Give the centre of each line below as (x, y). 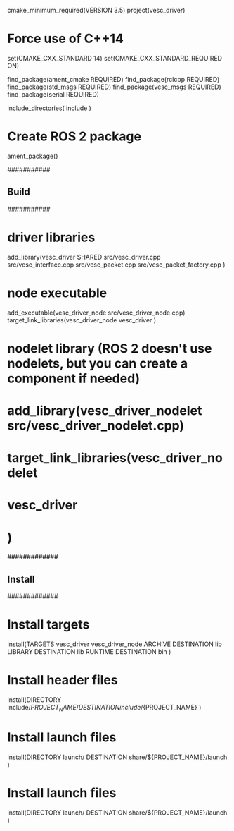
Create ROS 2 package (74, 137)
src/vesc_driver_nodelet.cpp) (96, 425)
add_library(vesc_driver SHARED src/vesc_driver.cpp (84, 257)
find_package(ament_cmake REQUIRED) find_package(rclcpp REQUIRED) (113, 79)
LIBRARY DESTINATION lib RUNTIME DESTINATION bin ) (89, 651)
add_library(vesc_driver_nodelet (105, 410)
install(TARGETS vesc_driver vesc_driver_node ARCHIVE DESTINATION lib (115, 644)
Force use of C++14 (66, 39)
